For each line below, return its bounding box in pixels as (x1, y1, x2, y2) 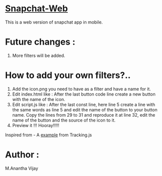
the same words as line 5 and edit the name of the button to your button (12, 106, 158, 113)
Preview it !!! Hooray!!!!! (12, 122, 60, 128)
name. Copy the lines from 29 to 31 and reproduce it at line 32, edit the (12, 112, 156, 118)
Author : (5, 149, 39, 160)
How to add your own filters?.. (5, 70, 131, 81)
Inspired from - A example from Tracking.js (5, 132, 92, 138)
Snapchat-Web (5, 3, 68, 14)
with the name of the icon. (12, 96, 65, 102)
